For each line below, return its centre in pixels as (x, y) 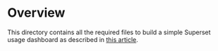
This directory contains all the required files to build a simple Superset (109, 32)
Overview (36, 13)
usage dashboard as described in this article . (73, 39)
